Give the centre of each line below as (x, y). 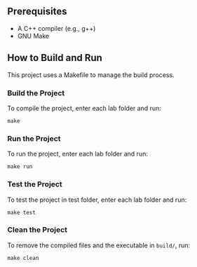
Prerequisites (37, 12)
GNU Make (33, 36)
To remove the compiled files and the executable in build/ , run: (99, 245)
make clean (23, 258)
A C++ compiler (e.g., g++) (56, 28)
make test (22, 212)
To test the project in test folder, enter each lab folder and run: (97, 200)
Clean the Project (38, 230)
